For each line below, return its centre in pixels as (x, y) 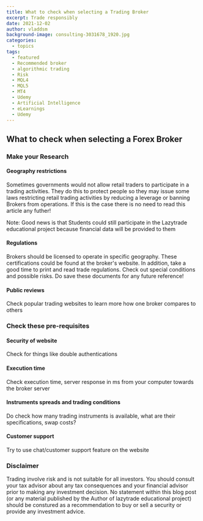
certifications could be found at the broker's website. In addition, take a (96, 263)
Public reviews (25, 290)
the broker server (28, 388)
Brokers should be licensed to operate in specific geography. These (92, 257)
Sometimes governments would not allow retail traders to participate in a (98, 185)
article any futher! (29, 210)
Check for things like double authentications (62, 354)
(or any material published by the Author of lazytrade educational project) (99, 498)
